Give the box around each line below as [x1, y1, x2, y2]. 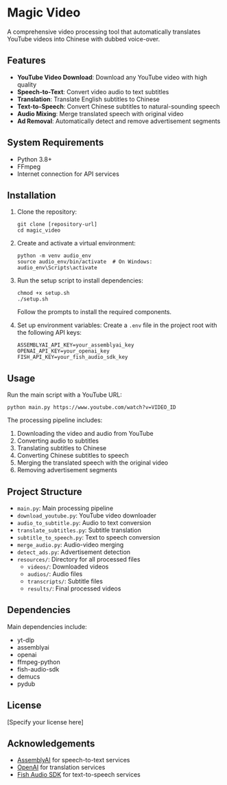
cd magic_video [16, 227, 61, 234]
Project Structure [7, 486, 82, 498]
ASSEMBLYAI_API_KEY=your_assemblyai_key [16, 342, 134, 349]
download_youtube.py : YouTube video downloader [16, 511, 156, 520]
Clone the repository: [16, 208, 77, 216]
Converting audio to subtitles [16, 436, 99, 445]
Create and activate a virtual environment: [16, 239, 136, 247]
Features [7, 55, 46, 67]
